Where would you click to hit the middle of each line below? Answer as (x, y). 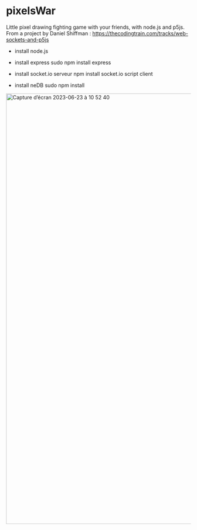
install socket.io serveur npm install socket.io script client (84, 74)
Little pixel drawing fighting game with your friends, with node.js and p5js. (95, 27)
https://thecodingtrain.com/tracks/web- (140, 33)
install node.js (31, 51)
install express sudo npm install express (63, 62)
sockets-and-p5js (28, 39)
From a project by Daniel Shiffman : (49, 33)
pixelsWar (31, 11)
